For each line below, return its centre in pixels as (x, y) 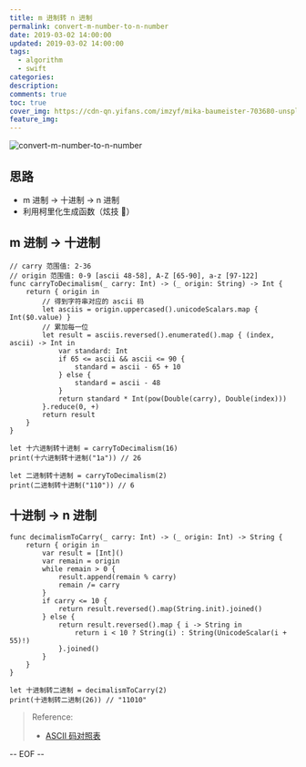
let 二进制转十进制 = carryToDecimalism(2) (88, 476)
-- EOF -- (27, 753)
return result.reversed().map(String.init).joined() (160, 608)
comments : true (38, 94)
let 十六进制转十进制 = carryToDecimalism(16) (94, 448)
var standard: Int (93, 351)
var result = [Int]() (83, 553)
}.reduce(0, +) (71, 406)
